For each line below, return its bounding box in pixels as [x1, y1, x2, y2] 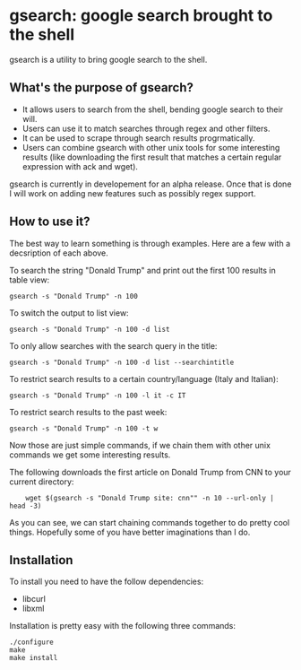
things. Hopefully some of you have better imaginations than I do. [9, 526, 251, 537]
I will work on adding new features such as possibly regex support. [9, 187, 257, 198]
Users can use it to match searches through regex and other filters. [21, 123, 271, 134]
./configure [9, 638, 54, 647]
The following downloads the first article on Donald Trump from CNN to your [9, 466, 291, 477]
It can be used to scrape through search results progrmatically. [21, 132, 255, 144]
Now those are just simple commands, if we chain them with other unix [9, 439, 271, 450]
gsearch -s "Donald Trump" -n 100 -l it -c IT [9, 391, 186, 400]
